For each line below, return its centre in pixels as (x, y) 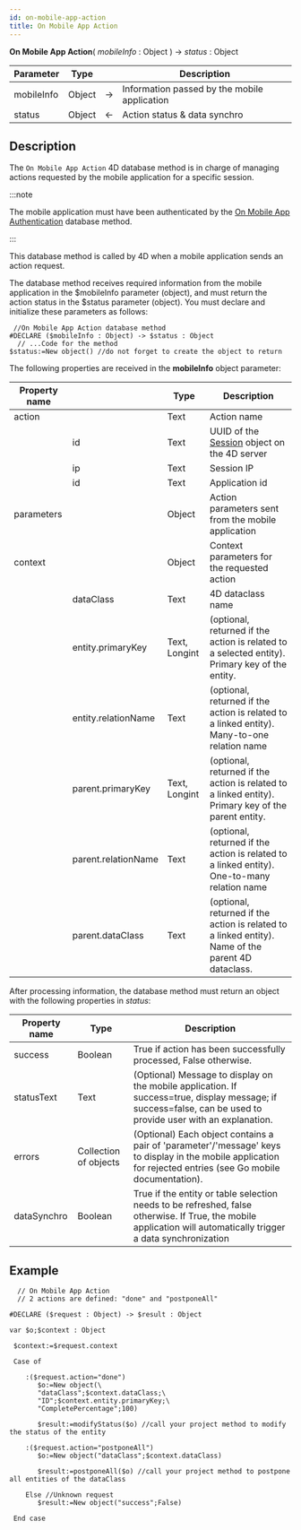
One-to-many (240, 877)
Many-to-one (239, 735)
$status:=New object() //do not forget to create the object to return (146, 352)
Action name (236, 417)
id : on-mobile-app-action (57, 17)
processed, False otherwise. (193, 1060)
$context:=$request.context (65, 1346)
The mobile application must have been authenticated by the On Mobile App (150, 212)
